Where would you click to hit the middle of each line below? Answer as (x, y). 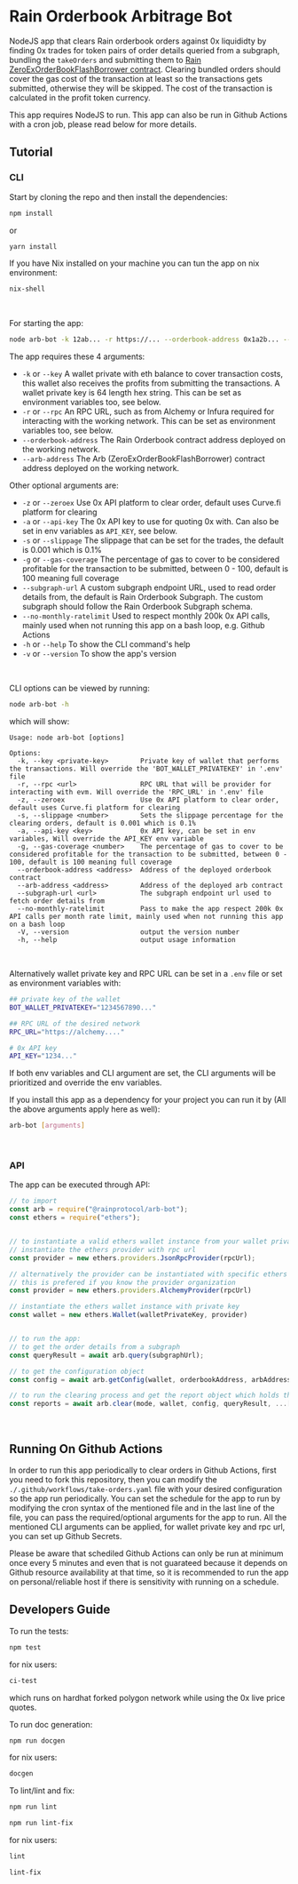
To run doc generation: (51, 1724)
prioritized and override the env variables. (86, 1082)
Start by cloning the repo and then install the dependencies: (118, 196)
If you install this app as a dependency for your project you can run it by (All (148, 1100)
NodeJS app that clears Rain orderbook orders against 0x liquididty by (138, 41)
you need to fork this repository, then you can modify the (113, 1479)
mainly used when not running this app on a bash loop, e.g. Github (143, 626)
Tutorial (31, 152)
